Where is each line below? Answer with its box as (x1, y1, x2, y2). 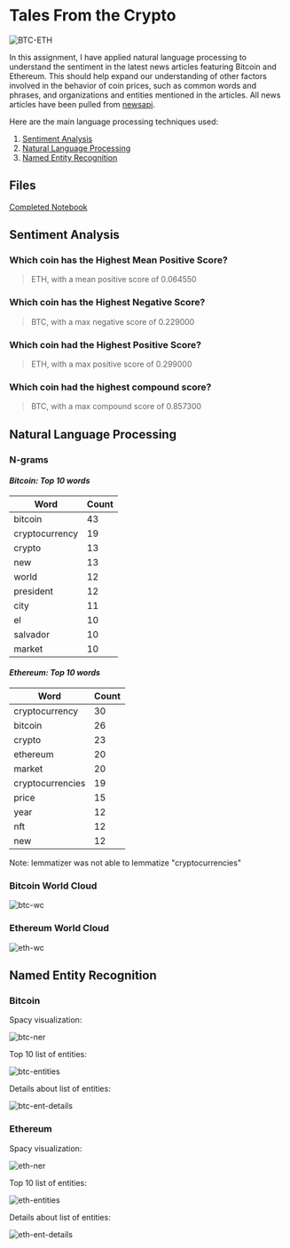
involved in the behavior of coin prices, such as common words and (9, 80, 257, 91)
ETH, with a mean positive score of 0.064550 (30, 274, 197, 285)
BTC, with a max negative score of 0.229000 (30, 316, 195, 327)
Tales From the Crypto (9, 5, 176, 26)
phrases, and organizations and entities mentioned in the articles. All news (9, 90, 281, 100)
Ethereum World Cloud (9, 922, 109, 935)
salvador (13, 628, 51, 640)
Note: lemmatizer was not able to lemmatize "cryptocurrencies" (9, 857, 242, 868)
